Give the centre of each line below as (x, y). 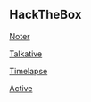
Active (21, 88)
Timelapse (29, 71)
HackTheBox (45, 15)
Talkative (26, 54)
